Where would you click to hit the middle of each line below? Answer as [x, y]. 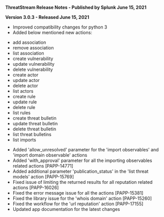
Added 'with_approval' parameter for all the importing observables [82, 160]
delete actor [25, 86]
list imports [24, 140]
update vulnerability [34, 64]
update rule [25, 102]
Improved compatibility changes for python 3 [60, 27]
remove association [33, 48]
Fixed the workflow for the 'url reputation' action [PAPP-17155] [78, 204]
